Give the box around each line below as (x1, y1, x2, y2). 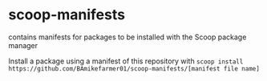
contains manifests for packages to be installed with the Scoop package (8, 32, 247, 42)
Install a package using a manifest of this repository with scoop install (8, 56, 244, 66)
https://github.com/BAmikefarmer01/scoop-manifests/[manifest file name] (8, 64, 261, 73)
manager (8, 40, 38, 50)
